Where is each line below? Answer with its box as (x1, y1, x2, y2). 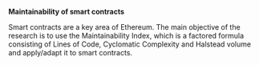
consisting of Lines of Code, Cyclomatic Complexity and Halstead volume (8, 39, 251, 49)
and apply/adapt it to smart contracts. (8, 48, 133, 57)
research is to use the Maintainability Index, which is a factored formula (8, 31, 245, 40)
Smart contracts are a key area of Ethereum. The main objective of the (8, 22, 241, 31)
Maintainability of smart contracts (8, 7, 125, 16)
